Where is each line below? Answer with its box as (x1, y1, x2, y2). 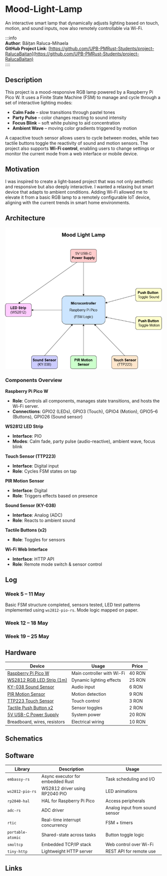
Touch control (71, 698, 100, 704)
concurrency (41, 822, 68, 828)
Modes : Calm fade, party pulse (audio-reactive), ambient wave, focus (12, 438, 156, 444)
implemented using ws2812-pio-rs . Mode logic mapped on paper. (5, 607, 139, 613)
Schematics (5, 735, 43, 743)
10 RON (129, 719, 146, 725)
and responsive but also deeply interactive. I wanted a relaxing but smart (5, 183, 154, 190)
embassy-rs (7, 777, 30, 782)
